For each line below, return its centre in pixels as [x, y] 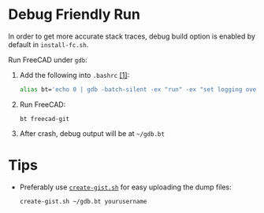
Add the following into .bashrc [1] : [74, 75]
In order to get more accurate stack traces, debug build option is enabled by [132, 36]
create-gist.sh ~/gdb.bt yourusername [83, 201]
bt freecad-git [45, 119]
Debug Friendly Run [74, 15]
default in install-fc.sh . [48, 44]
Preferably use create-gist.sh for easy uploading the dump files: [126, 187]
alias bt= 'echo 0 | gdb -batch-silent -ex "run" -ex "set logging [131, 89]
